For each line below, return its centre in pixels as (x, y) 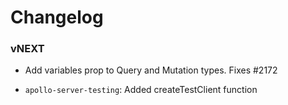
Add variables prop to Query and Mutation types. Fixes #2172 (151, 70)
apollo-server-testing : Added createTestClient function (141, 90)
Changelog (57, 17)
